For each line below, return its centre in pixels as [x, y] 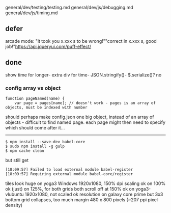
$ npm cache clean [25, 151]
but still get [17, 160]
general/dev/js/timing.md [32, 13]
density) [14, 205]
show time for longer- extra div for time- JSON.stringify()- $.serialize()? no [83, 75]
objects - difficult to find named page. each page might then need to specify [85, 122]
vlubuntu [15, 194]
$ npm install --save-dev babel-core [45, 142]
